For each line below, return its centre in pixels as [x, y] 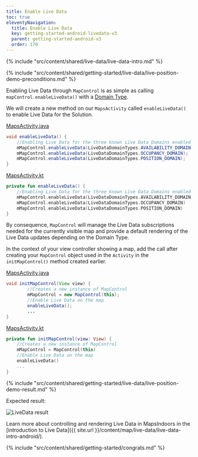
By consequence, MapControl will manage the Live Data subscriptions [90, 225]
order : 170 [25, 45]
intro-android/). [25, 436]
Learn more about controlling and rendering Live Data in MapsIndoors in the [98, 423]
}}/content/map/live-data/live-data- [138, 430]
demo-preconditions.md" [37, 79]
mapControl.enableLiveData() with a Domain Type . [67, 97]
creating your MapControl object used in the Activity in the [77, 255]
